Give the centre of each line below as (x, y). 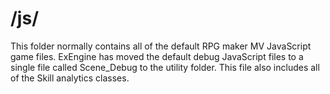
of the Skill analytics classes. (70, 78)
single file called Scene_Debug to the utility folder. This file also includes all (165, 67)
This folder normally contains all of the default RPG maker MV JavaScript (161, 46)
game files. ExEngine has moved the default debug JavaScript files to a (157, 56)
